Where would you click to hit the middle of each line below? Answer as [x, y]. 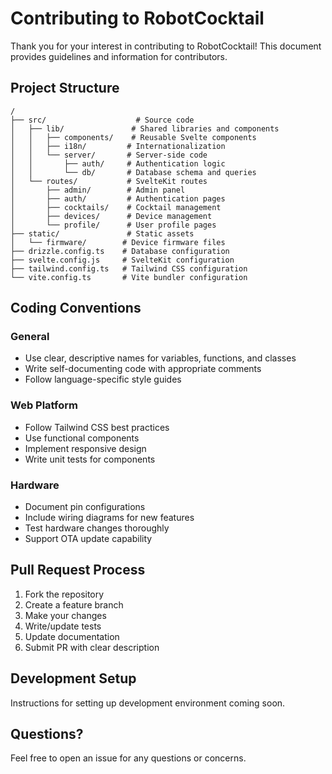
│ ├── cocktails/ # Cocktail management [116, 207]
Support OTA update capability [88, 539]
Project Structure [65, 88]
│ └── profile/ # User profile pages [113, 225]
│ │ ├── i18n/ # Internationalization [118, 146]
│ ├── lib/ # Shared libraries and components [145, 128]
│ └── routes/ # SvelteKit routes [109, 181]
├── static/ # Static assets [102, 233]
